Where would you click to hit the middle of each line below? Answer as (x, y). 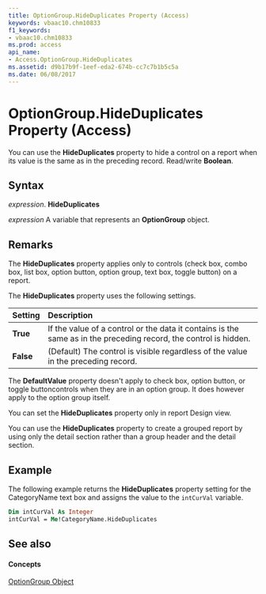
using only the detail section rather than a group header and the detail (122, 437)
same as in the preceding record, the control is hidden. (149, 339)
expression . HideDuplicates (54, 204)
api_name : (25, 52)
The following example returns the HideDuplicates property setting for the (130, 489)
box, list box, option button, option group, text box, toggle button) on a (123, 272)
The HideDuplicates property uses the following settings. (102, 296)
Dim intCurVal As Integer (51, 512)
